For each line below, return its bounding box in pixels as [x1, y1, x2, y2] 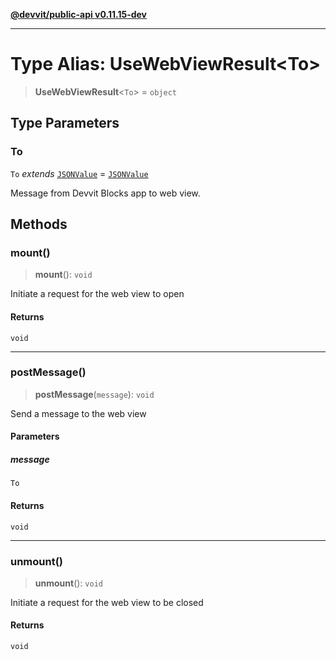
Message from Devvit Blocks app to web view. [10, 187, 201, 199]
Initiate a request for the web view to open [10, 288, 185, 300]
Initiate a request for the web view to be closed [10, 596, 204, 608]
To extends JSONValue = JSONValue [10, 167, 149, 179]
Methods [10, 216, 68, 233]
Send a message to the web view [10, 407, 147, 419]
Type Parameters [10, 115, 120, 132]
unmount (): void [34, 577, 103, 589]
